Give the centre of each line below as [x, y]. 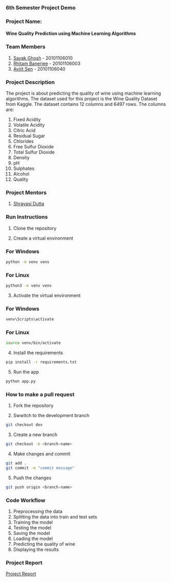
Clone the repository [35, 228]
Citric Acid [24, 131]
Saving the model [32, 533]
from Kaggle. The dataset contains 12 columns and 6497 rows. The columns [86, 104]
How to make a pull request [40, 394]
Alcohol [21, 174]
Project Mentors [26, 192]
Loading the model [33, 538]
